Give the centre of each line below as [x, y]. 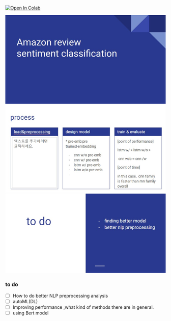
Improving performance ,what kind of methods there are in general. [83, 307]
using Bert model [31, 313]
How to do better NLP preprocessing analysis [60, 296]
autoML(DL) [25, 301]
